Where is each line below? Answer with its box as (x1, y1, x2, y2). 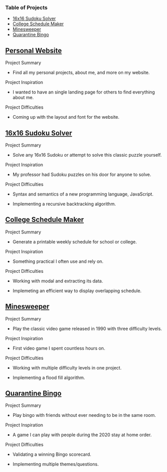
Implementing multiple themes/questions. (12, 461, 99, 467)
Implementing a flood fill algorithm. (12, 374, 85, 381)
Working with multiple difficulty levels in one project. (12, 364, 122, 370)
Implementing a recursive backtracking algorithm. (12, 201, 116, 207)
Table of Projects (5, 4, 48, 11)
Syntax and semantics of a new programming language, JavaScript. (12, 191, 154, 197)
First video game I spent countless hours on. (12, 345, 105, 351)
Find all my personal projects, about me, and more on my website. (12, 70, 150, 76)
